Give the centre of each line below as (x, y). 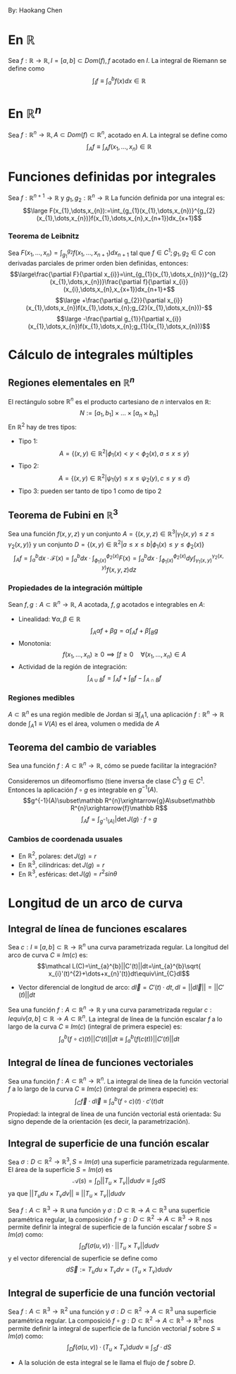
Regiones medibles (42, 698)
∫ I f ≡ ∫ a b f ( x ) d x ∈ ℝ (119, 81)
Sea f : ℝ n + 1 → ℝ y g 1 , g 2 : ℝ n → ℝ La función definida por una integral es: (116, 198)
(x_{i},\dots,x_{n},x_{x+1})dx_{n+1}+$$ (119, 289)
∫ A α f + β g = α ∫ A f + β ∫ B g (124, 631)
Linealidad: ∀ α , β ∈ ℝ (49, 619)
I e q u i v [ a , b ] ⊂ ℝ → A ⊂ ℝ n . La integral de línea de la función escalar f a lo (115, 1018)
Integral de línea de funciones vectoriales (101, 1063)
